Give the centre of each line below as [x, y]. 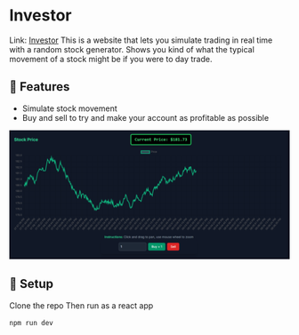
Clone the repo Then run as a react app [81, 305]
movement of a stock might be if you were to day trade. [111, 59]
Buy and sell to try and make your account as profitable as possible [145, 117]
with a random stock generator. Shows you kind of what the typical [132, 49]
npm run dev [31, 323]
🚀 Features [40, 87]
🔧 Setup [32, 284]
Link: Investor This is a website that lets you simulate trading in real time [141, 40]
